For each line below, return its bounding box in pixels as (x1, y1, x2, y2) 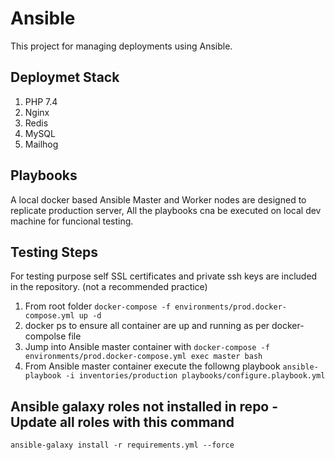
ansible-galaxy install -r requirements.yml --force (10, 440, 235, 451)
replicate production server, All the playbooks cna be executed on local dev (10, 204, 322, 216)
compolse (24, 330, 67, 342)
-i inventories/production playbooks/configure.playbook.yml (65, 371, 326, 381)
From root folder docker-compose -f (24, 300, 171, 312)
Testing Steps (10, 243, 99, 261)
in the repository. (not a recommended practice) (10, 281, 208, 293)
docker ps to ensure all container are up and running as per (24, 320, 270, 332)
